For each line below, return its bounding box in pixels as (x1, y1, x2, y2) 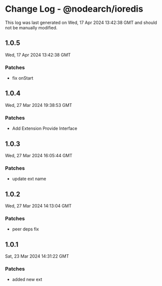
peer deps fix (12, 226, 39, 232)
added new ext (12, 277, 42, 283)
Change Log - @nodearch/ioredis (5, 3, 143, 15)
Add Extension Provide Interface (12, 125, 78, 131)
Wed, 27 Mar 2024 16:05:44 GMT (5, 152, 73, 158)
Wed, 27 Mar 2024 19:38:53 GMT (5, 102, 72, 108)
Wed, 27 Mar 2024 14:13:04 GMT (5, 203, 72, 209)
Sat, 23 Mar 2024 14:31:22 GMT (5, 253, 69, 259)
